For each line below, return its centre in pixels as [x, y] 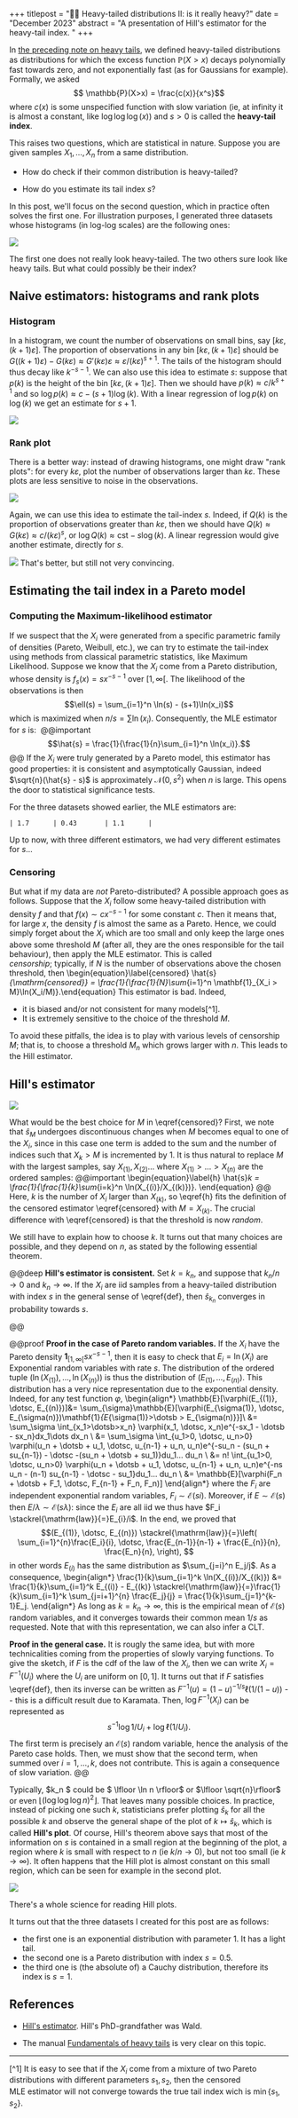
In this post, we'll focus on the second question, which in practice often [140, 206]
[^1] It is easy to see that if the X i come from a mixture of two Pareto [133, 2070]
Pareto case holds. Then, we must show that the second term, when [134, 1753]
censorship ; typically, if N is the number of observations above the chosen [145, 963]
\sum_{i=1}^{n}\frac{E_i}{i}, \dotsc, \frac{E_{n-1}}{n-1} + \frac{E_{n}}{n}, [149, 1542]
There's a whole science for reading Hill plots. [93, 1904]
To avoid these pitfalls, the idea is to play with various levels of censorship [145, 1035]
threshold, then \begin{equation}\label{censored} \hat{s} [113, 973]
